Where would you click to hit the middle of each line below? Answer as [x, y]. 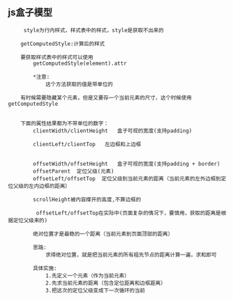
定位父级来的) [30, 220]
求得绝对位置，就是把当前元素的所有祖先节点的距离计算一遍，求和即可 [131, 255]
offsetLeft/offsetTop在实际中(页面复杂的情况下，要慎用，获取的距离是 [129, 213]
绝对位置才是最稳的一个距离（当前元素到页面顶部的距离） [103, 234]
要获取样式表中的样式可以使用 [57, 57]
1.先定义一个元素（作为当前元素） [87, 276]
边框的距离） [54, 186]
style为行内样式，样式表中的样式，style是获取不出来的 [94, 30]
